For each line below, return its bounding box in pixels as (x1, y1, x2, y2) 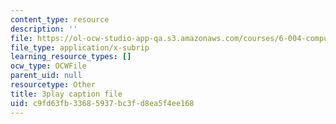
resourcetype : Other (10, 80, 97, 90)
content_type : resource (10, 14, 110, 25)
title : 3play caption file (10, 89, 123, 99)
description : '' (10, 24, 78, 34)
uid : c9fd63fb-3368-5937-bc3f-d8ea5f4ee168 (10, 98, 195, 108)
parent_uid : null (10, 71, 83, 81)
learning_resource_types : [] (10, 52, 132, 62)
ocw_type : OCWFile (10, 61, 87, 71)
